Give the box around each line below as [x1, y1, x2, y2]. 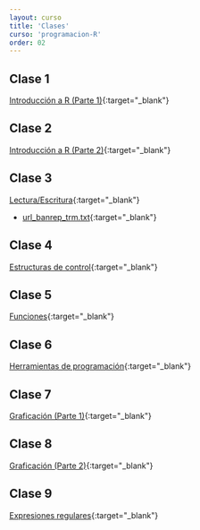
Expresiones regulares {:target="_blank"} [9, 509, 159, 520]
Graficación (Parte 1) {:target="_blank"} [9, 410, 152, 421]
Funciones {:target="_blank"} [9, 311, 114, 322]
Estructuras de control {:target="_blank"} [9, 261, 158, 272]
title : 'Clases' [9, 21, 70, 30]
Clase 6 [9, 337, 53, 352]
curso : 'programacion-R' [9, 30, 102, 38]
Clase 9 [9, 486, 53, 501]
